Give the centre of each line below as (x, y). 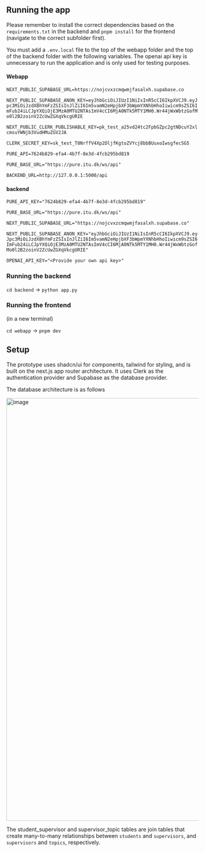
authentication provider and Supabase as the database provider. (87, 377)
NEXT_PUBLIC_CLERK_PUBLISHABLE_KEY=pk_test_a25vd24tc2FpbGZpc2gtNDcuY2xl (102, 127)
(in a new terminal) (30, 318)
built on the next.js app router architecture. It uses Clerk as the (85, 371)
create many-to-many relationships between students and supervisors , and (101, 835)
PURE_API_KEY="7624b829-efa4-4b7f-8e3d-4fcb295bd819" (76, 202)
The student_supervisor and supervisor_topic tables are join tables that (95, 829)
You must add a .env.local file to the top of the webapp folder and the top (100, 50)
